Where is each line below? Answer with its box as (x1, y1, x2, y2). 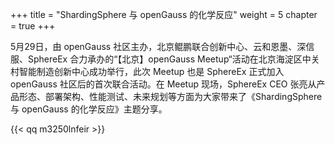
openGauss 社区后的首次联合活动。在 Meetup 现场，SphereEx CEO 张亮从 (10, 78, 317, 90)
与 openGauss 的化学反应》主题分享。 (10, 103, 168, 115)
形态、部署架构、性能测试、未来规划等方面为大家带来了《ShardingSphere (18, 91, 323, 102)
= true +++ (10, 20, 56, 32)
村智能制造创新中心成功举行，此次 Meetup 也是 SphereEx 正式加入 (10, 66, 285, 77)
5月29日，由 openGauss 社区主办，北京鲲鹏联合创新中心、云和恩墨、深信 (10, 41, 315, 52)
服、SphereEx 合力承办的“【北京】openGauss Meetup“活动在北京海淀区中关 (10, 53, 320, 65)
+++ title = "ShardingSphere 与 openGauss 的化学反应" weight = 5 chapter (10, 9, 318, 20)
